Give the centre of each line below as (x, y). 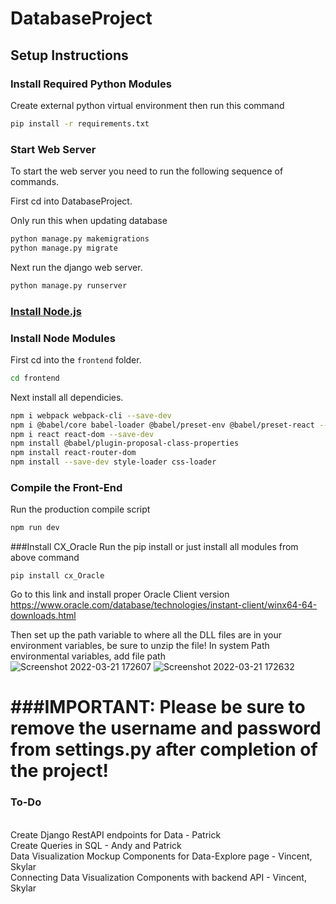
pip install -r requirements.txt (80, 123)
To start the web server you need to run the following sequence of (147, 171)
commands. (35, 182)
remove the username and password (166, 728)
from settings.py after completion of (164, 749)
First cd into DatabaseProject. (71, 201)
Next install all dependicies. (67, 397)
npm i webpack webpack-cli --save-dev (91, 415)
